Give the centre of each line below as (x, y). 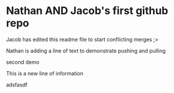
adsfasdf (17, 85)
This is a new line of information (45, 73)
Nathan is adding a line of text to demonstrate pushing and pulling (86, 50)
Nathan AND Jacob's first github (87, 11)
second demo (23, 62)
